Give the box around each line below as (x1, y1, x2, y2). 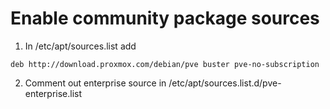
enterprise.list (24, 87, 83, 99)
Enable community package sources (10, 7, 320, 30)
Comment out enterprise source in (24, 77, 167, 89)
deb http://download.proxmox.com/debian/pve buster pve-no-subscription (10, 59, 320, 69)
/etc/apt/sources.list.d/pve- (168, 77, 282, 89)
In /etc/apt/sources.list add (24, 40, 137, 52)
